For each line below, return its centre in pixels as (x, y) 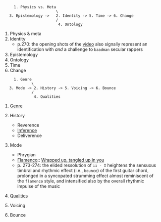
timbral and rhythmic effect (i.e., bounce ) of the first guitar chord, (83, 170)
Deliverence (29, 135)
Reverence (28, 125)
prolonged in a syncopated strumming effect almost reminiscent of (85, 176)
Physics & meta (26, 34)
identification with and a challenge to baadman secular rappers (80, 49)
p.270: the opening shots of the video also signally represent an (82, 44)
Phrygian (27, 155)
